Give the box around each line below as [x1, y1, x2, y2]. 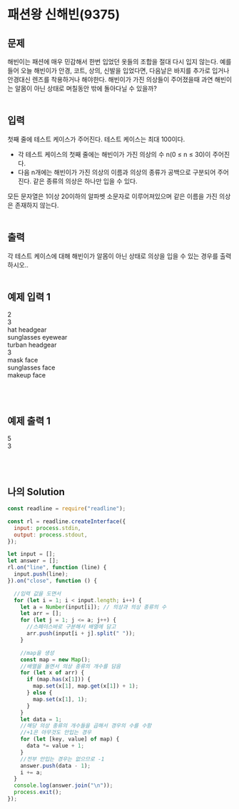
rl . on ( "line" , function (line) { [7, 564, 107, 571]
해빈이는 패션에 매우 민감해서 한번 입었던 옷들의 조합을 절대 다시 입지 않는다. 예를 [7, 58, 232, 66]
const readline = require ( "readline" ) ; [7, 505, 126, 512]
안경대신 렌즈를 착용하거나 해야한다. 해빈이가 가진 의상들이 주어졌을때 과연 [7, 76, 213, 83]
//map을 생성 [20, 649, 55, 656]
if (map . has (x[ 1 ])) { [26, 676, 91, 683]
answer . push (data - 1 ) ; [20, 762, 91, 769]
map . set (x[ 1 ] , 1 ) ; [33, 696, 88, 703]
